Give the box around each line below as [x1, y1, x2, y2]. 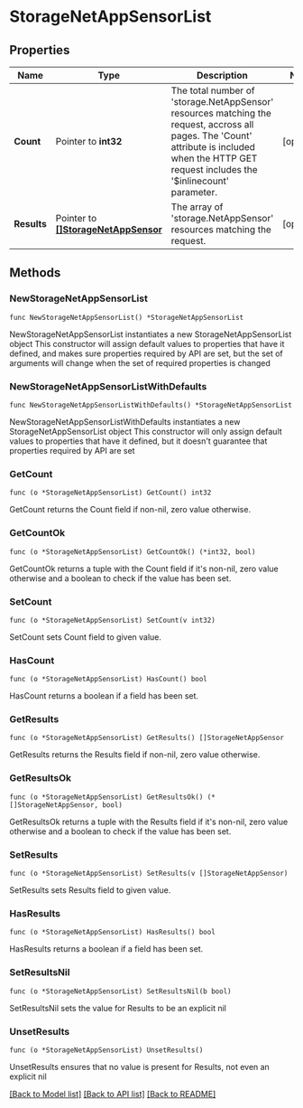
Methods [9, 265, 61, 281]
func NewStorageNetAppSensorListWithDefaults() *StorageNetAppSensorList [9, 400, 293, 409]
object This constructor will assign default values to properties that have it [9, 338, 285, 349]
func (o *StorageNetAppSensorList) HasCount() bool [9, 675, 207, 684]
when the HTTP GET [170, 152, 258, 164]
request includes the [170, 164, 259, 175]
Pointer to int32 [55, 136, 123, 147]
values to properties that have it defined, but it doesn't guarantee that [9, 436, 268, 446]
